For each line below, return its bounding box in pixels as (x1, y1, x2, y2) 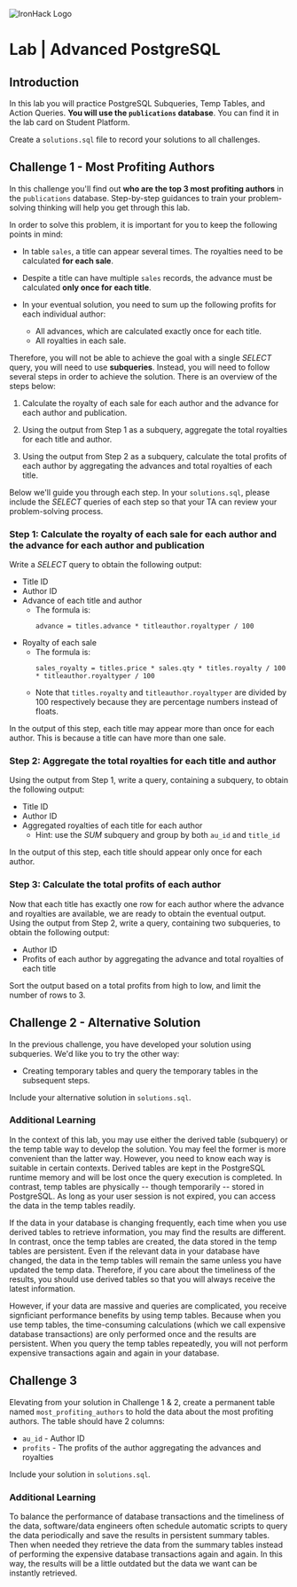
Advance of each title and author (21, 595, 143, 606)
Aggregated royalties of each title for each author (21, 820, 203, 831)
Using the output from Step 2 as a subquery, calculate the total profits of (21, 450, 287, 461)
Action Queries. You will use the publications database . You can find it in (9, 107, 279, 118)
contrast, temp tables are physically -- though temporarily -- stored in (9, 1181, 264, 1192)
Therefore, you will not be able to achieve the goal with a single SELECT (9, 352, 272, 363)
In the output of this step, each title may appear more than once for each (9, 723, 275, 734)
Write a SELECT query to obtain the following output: (9, 559, 202, 570)
